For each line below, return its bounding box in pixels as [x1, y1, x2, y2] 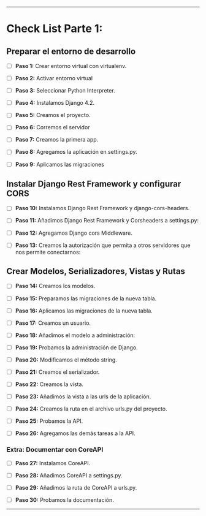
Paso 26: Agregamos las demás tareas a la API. [15, 430, 136, 437]
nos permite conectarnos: [15, 248, 81, 256]
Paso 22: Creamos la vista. [15, 381, 84, 388]
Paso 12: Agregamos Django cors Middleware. [15, 229, 133, 237]
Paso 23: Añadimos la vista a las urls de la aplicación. [15, 393, 151, 400]
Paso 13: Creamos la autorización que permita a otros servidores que [15, 241, 191, 249]
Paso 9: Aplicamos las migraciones [15, 161, 104, 168]
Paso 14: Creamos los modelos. [15, 283, 96, 290]
